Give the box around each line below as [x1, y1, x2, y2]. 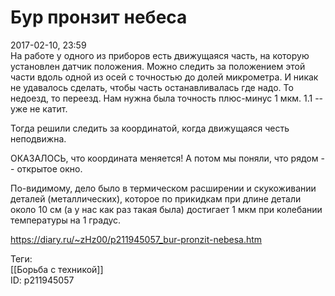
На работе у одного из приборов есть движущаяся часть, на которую [10, 49, 310, 61]
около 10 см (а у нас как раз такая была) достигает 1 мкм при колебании [10, 203, 323, 215]
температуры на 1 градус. [10, 214, 122, 226]
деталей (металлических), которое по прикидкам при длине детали [10, 192, 302, 205]
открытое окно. [16, 162, 83, 175]
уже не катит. [10, 102, 68, 115]
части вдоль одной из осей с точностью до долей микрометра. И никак [10, 71, 319, 83]
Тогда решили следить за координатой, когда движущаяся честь [10, 122, 290, 134]
